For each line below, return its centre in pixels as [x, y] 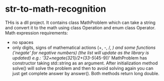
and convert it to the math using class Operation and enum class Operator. [80, 27]
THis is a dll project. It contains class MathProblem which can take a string [80, 22]
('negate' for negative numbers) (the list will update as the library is [81, 53]
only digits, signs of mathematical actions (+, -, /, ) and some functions [84, 47]
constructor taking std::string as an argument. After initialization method [85, 63]
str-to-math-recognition [56, 9]
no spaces [23, 42]
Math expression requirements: [37, 33]
